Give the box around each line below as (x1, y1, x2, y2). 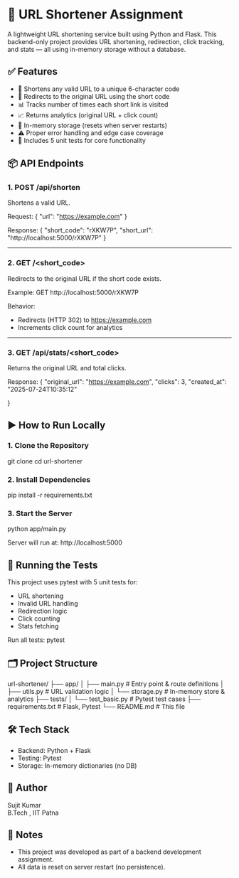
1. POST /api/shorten (7, 183, 80, 193)
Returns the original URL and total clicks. (7, 364, 127, 373)
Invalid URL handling (17, 599, 78, 608)
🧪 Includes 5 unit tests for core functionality (17, 136, 146, 144)
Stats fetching (17, 622, 59, 631)
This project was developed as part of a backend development (17, 847, 201, 856)
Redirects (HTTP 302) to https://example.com (17, 316, 152, 324)
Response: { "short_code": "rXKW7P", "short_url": (7, 226, 153, 235)
